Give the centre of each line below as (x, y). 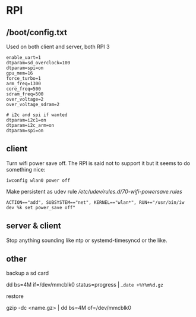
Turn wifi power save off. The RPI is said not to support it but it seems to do (98, 163)
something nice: (26, 169)
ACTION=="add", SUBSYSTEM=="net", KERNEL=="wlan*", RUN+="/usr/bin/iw (95, 202)
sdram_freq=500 (25, 94)
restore (15, 296)
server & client (34, 226)
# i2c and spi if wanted (37, 115)
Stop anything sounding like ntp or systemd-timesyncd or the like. (87, 240)
